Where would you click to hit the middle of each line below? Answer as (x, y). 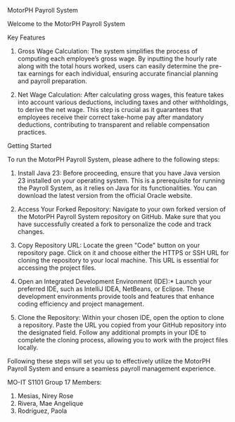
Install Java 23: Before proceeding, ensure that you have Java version (119, 173)
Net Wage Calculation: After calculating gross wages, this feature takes (121, 95)
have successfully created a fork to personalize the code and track (114, 224)
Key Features (26, 37)
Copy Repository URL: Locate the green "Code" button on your (109, 245)
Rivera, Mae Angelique (50, 403)
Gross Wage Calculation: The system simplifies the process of (108, 51)
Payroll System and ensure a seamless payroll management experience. (112, 368)
